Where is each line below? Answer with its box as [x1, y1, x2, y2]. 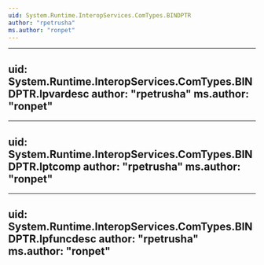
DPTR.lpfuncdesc [8, 233, 97, 246]
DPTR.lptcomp [8, 160, 81, 173]
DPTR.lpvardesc [8, 87, 90, 101]
